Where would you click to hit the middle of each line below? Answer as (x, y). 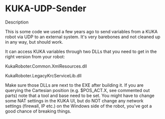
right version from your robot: (35, 56)
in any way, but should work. (34, 42)
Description (17, 22)
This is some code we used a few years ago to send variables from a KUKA (81, 31)
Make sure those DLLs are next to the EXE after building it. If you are (74, 85)
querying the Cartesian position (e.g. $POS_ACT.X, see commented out (78, 90)
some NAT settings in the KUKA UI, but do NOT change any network (74, 100)
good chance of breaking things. (38, 111)
